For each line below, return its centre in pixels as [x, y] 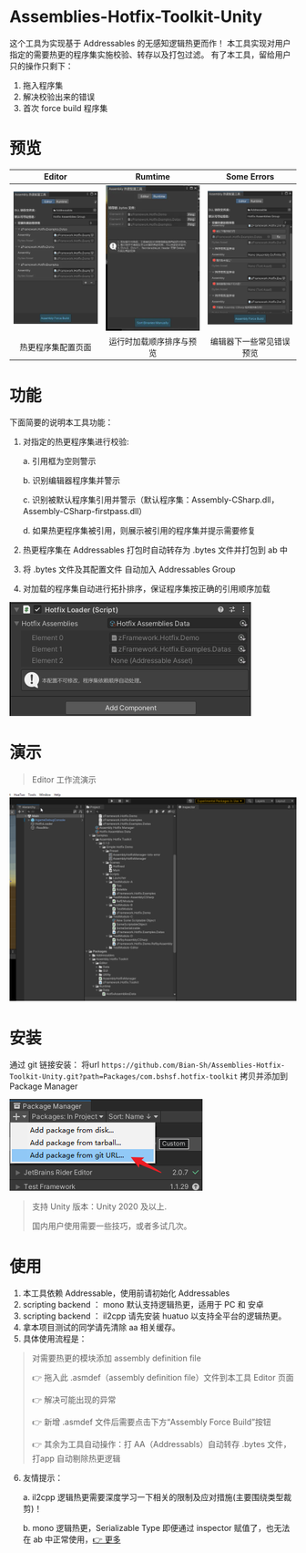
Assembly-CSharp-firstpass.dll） [85, 512]
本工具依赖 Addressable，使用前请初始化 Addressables [126, 1293]
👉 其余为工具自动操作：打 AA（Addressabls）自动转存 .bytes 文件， [161, 1444]
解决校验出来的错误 [59, 97]
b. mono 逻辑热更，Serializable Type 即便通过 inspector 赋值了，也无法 [156, 1528]
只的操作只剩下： [41, 66]
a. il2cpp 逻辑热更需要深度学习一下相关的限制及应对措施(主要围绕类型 [153, 1497]
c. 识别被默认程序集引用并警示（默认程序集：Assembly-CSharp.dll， [151, 500]
